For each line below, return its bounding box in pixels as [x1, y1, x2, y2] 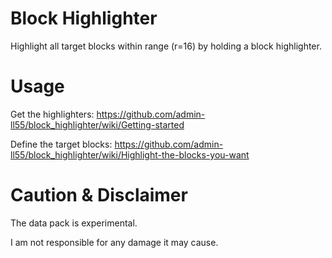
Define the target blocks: [10, 138, 113, 150]
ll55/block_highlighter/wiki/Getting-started [10, 118, 185, 131]
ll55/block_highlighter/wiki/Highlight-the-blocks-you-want [10, 148, 250, 161]
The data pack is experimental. [10, 217, 138, 229]
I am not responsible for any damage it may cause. [10, 236, 219, 248]
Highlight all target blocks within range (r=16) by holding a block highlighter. [10, 40, 322, 52]
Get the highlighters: [10, 108, 95, 120]
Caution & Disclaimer [10, 184, 188, 207]
